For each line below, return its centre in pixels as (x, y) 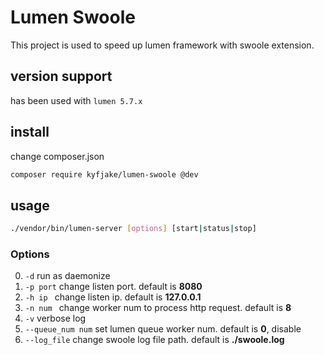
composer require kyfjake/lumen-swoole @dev (104, 174)
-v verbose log (55, 318)
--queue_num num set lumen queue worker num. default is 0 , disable (163, 329)
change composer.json (57, 156)
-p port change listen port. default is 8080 (113, 287)
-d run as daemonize (67, 276)
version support (61, 76)
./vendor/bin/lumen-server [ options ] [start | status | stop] (133, 229)
